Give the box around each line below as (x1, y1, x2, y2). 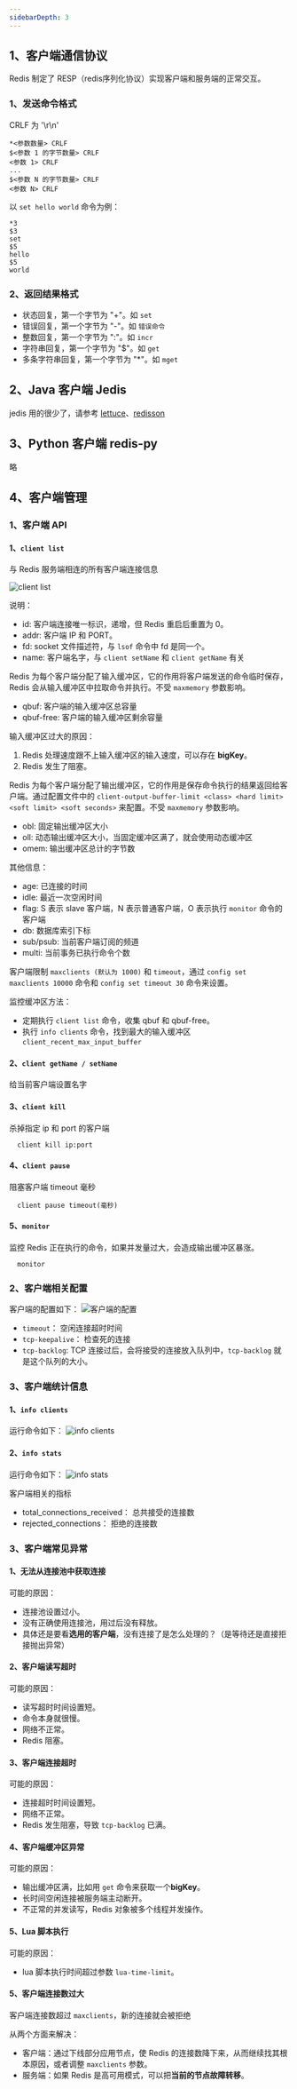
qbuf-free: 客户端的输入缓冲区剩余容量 (21, 712, 163, 723)
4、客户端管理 (9, 490, 88, 505)
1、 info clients (9, 1404, 68, 1415)
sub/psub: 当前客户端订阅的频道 (21, 936, 139, 947)
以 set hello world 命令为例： (9, 201, 121, 211)
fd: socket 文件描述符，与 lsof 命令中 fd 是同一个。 (21, 641, 210, 652)
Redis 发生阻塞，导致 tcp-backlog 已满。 (21, 1820, 171, 1831)
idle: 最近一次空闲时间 (21, 892, 103, 902)
